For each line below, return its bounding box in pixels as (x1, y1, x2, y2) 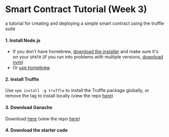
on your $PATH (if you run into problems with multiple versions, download (12, 54, 163, 60)
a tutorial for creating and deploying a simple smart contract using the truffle (5, 20, 164, 26)
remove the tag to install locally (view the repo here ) (5, 93, 114, 99)
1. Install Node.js (5, 37, 41, 43)
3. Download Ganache (5, 104, 52, 110)
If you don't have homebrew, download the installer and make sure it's (12, 49, 159, 55)
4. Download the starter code (5, 127, 68, 133)
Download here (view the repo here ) (5, 115, 81, 122)
